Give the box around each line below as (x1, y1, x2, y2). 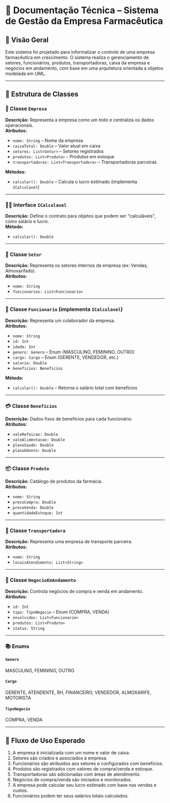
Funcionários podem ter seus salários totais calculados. (12, 793, 129, 799)
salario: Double (12, 360, 47, 366)
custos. (12, 787, 28, 793)
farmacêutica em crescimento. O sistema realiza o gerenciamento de (5, 54, 149, 60)
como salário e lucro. (5, 218, 49, 224)
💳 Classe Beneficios (5, 402, 57, 409)
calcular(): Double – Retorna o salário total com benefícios (12, 385, 138, 391)
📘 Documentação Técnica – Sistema (5, 5, 159, 16)
